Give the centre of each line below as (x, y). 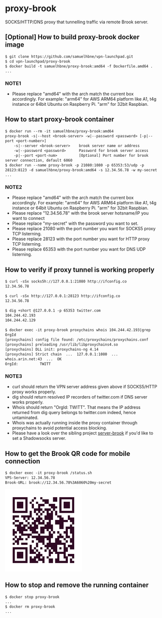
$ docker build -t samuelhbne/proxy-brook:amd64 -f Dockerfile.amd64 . (79, 66)
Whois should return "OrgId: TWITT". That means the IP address (76, 407)
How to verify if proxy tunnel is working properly (80, 270)
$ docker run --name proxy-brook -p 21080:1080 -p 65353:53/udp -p (75, 165)
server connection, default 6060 (39, 160)
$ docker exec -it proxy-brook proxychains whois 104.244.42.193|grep (78, 330)
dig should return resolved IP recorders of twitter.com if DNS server (80, 397)
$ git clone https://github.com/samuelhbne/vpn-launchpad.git (69, 56)
